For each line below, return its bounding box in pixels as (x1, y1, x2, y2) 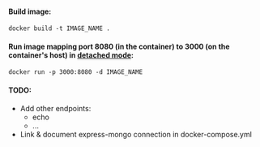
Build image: (8, 6, 52, 16)
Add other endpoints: (19, 103, 92, 113)
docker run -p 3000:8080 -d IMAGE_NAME (8, 68, 143, 76)
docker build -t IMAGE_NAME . (8, 24, 111, 32)
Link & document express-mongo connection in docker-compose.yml (19, 129, 253, 139)
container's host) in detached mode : (8, 50, 134, 60)
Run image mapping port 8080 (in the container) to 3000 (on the (8, 41, 230, 51)
